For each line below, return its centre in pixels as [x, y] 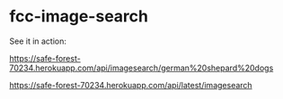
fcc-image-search [79, 16]
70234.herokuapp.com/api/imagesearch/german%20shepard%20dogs [141, 68]
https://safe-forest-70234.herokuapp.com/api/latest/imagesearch [131, 85]
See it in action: [38, 41]
